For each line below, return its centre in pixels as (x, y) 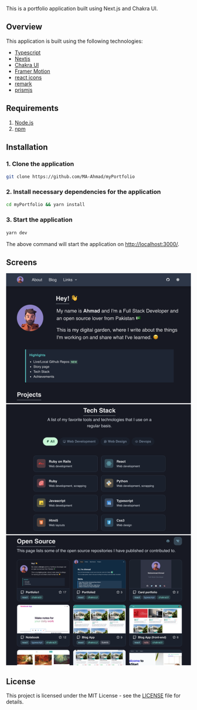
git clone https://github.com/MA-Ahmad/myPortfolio (70, 177)
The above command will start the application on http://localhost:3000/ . (93, 244)
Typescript (28, 52)
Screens (21, 262)
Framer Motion (33, 71)
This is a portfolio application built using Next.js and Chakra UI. (82, 9)
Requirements (32, 108)
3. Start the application (39, 220)
